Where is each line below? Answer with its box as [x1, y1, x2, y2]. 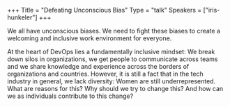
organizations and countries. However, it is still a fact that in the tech [7, 69, 204, 78]
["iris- [203, 6, 220, 14]
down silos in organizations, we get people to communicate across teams [7, 55, 218, 63]
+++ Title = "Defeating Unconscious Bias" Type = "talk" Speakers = [7, 6, 202, 14]
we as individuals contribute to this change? [7, 92, 134, 100]
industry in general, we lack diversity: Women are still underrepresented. [7, 77, 216, 85]
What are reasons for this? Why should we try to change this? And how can [7, 85, 224, 92]
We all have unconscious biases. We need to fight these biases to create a [7, 27, 221, 35]
